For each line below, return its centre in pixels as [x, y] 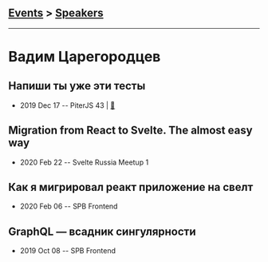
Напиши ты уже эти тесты [77, 86]
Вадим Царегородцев [85, 57]
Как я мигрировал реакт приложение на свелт [131, 187]
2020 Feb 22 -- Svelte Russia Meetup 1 [84, 162]
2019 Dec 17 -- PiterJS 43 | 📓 [67, 105]
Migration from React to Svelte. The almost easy [130, 131]
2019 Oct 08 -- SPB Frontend [67, 251]
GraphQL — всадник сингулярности [102, 231]
